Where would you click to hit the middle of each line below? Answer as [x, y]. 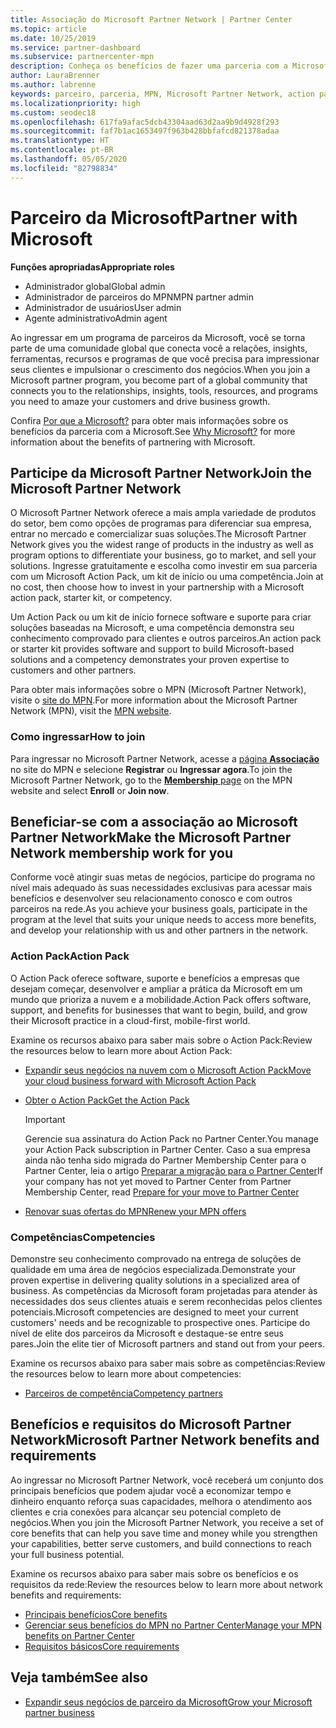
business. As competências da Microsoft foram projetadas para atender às [164, 1291]
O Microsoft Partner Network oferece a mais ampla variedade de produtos [163, 513]
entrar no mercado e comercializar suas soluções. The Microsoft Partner [158, 534]
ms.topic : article [48, 29]
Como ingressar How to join [78, 737]
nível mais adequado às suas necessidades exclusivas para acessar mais [161, 888]
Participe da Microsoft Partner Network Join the [161, 472]
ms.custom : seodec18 [53, 112]
